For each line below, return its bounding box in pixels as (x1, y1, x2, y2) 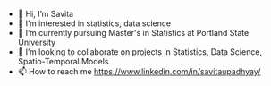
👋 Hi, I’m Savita (17, 9, 74, 19)
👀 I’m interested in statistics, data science (17, 18, 172, 29)
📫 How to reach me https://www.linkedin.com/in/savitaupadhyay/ (17, 66, 261, 76)
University (17, 37, 56, 47)
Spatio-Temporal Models (17, 56, 109, 66)
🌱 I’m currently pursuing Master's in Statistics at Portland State (17, 28, 250, 38)
